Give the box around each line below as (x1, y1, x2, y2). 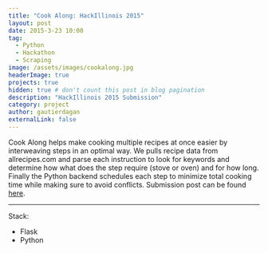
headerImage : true (8, 71, 69, 79)
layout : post (8, 19, 52, 27)
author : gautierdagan (8, 109, 81, 117)
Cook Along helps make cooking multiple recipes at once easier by (8, 137, 228, 147)
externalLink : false (8, 116, 77, 124)
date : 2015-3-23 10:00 (8, 26, 84, 34)
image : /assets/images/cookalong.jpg (8, 64, 134, 72)
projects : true (8, 78, 59, 86)
